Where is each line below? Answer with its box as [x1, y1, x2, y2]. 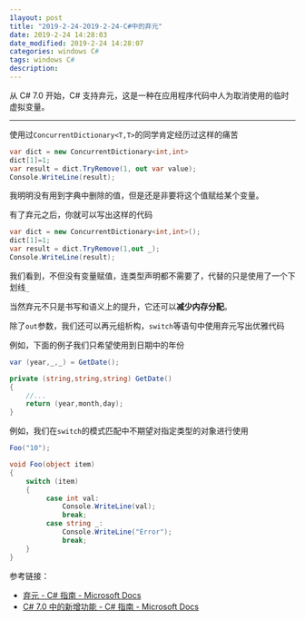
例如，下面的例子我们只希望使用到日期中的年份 [9, 340, 184, 350]
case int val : [45, 494, 100, 503]
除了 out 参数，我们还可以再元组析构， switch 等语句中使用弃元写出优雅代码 [9, 320, 285, 331]
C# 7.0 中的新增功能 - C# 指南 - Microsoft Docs [22, 601, 200, 612]
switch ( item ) [25, 477, 79, 486]
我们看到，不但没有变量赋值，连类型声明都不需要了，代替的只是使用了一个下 [9, 270, 296, 281]
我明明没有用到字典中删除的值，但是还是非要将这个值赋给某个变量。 [9, 190, 264, 201]
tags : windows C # [9, 55, 75, 64]
